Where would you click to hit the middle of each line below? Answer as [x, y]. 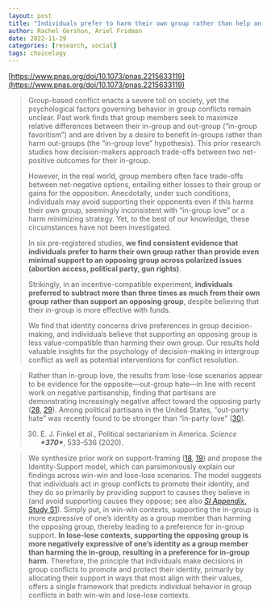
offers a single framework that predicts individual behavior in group [140, 586]
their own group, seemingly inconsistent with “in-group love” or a [136, 210]
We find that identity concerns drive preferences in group [123, 326]
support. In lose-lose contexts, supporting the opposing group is [138, 535]
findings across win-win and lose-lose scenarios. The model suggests [145, 475]
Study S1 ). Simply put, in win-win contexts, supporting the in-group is [144, 509]
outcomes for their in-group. [103, 160]
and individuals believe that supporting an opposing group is [157, 334]
